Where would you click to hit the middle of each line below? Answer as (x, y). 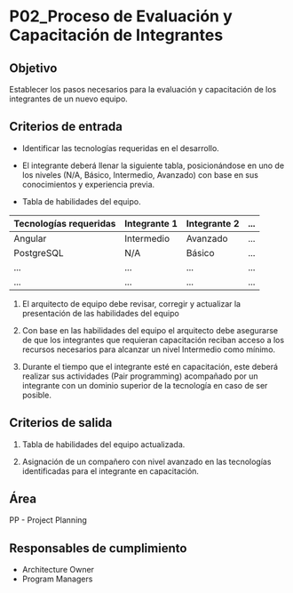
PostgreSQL (39, 252)
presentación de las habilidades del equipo (100, 313)
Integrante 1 (150, 223)
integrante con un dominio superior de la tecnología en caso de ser (145, 385)
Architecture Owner (58, 570)
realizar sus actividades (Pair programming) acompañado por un (140, 376)
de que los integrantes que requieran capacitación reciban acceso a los (153, 340)
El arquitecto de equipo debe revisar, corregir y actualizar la (131, 303)
